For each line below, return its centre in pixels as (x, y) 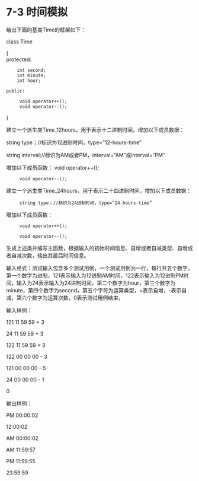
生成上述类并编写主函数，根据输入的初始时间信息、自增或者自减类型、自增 (97, 248)
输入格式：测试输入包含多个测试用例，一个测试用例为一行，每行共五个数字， (99, 268)
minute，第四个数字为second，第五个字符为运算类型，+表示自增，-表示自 (97, 290)
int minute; (31, 75)
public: (16, 91)
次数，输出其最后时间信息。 (55, 255)
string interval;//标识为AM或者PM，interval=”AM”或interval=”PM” (86, 155)
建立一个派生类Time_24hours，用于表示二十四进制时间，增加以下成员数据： (99, 190)
